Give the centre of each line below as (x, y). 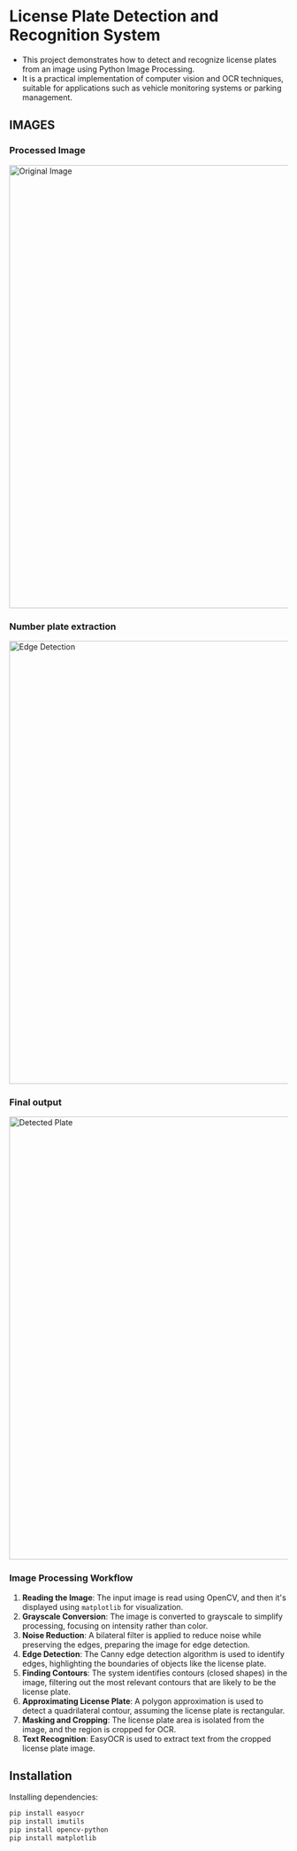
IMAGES (32, 125)
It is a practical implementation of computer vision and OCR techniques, (153, 78)
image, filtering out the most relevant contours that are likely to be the (149, 1682)
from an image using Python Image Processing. (108, 69)
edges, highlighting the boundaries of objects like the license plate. (144, 1663)
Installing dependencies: (54, 1797)
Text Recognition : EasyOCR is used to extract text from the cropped (146, 1738)
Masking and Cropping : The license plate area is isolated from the (143, 1720)
